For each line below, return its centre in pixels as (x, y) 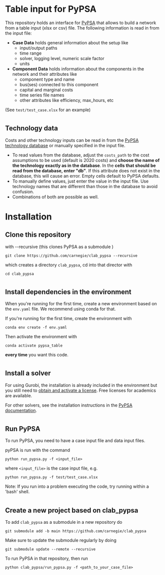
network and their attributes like (45, 74)
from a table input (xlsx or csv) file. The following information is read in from (82, 28)
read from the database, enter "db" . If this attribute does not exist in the (86, 170)
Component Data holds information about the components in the (78, 69)
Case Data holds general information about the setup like (70, 42)
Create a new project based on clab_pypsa (72, 510)
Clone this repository (38, 235)
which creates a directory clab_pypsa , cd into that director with (69, 265)
